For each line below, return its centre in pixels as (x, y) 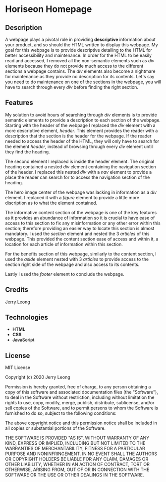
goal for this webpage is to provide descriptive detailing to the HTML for (79, 50)
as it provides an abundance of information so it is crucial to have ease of (80, 218)
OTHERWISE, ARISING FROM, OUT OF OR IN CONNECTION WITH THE (77, 470)
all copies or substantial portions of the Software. (55, 428)
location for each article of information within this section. (64, 244)
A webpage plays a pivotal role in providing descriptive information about (81, 39)
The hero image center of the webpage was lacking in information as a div (81, 192)
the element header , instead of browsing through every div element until (79, 146)
